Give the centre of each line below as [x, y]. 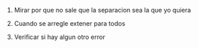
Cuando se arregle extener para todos [70, 23]
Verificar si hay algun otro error [59, 37]
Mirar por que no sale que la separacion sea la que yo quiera [103, 10]
